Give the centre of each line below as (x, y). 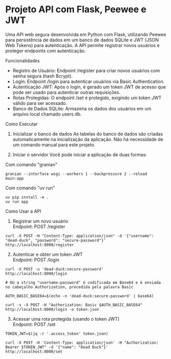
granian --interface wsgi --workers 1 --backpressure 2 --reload (76, 174)
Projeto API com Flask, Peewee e (76, 9)
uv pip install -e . (27, 197)
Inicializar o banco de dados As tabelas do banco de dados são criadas (88, 133)
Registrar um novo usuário (40, 221)
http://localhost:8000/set (34, 351)
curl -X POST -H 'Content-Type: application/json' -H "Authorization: (82, 343)
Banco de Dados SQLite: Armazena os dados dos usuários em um (82, 108)
